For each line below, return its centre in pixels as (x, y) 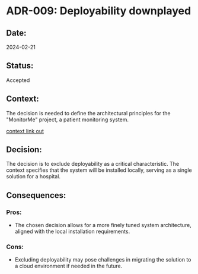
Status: (20, 66)
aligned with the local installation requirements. (72, 232)
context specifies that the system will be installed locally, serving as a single (99, 170)
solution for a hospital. (33, 177)
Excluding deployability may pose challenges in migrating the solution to (103, 260)
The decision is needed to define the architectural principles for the (88, 113)
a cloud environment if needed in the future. (68, 266)
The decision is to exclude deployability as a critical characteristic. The (93, 164)
